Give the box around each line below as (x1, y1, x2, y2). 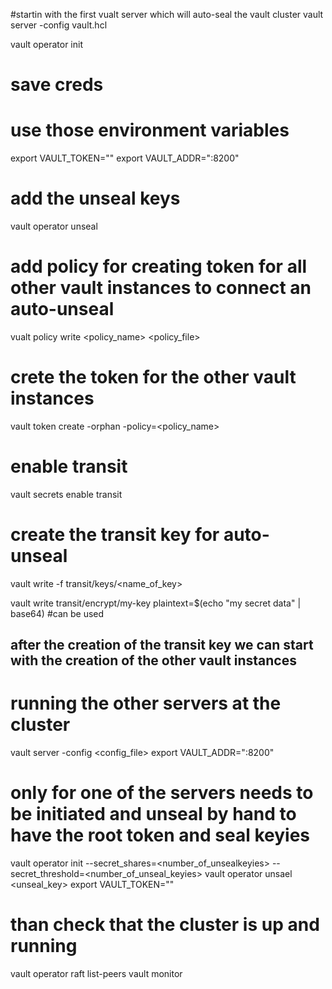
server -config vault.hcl (10, 19, 108, 31)
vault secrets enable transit (10, 488, 123, 500)
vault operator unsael (204, 868, 293, 880)
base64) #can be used (10, 607, 105, 619)
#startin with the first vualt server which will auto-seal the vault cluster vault (10, 9, 324, 20)
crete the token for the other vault (10, 366, 297, 389)
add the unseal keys (10, 187, 181, 210)
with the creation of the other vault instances (10, 652, 298, 669)
